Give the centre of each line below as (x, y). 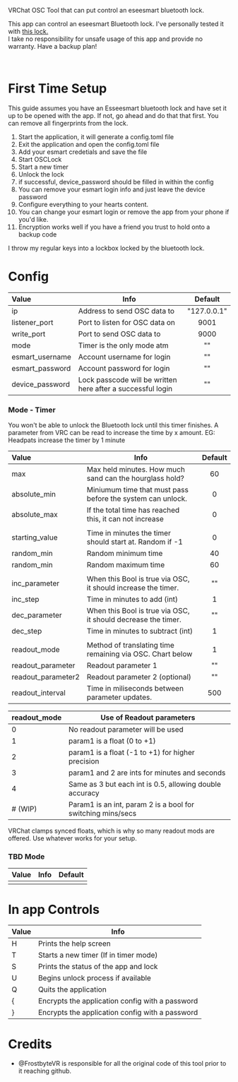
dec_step (27, 631)
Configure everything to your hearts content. (83, 204)
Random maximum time (126, 565)
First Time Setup (58, 89)
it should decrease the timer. (134, 619)
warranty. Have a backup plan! (53, 46)
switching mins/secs (103, 814)
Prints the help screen (75, 944)
